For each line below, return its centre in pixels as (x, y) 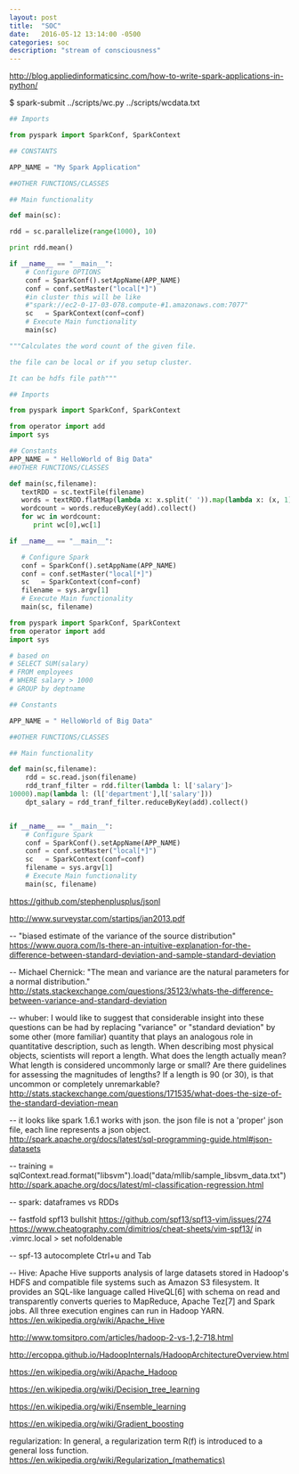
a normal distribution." (50, 981)
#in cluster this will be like (83, 297)
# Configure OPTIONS (63, 272)
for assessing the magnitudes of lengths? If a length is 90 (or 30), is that (141, 1074)
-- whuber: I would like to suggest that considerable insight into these (137, 1018)
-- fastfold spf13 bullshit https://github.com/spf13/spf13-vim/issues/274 (140, 1219)
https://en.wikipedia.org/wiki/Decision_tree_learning (105, 1389)
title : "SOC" (36, 26)
